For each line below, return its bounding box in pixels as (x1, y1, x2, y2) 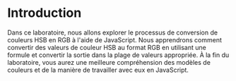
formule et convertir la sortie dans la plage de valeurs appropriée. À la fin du (7, 51, 230, 59)
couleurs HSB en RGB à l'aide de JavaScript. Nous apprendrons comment (7, 35, 223, 44)
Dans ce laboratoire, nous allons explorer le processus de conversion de (7, 28, 218, 37)
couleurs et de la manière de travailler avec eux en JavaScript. (7, 66, 189, 74)
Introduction (7, 5, 82, 21)
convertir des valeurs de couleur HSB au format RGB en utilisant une (7, 43, 206, 51)
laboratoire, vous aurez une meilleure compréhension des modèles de (7, 58, 211, 66)
